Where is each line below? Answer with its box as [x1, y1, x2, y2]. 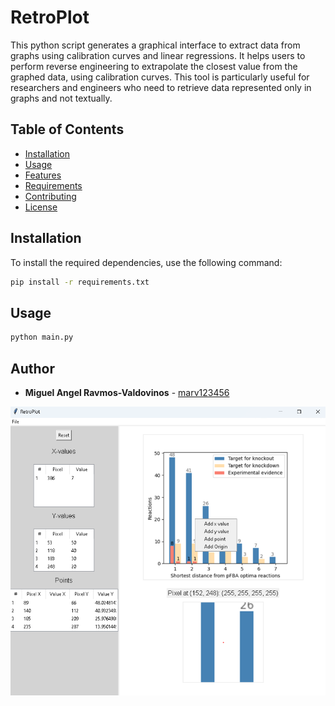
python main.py [10, 332, 74, 343]
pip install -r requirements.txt [10, 277, 150, 287]
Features [24, 169, 62, 181]
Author [10, 360, 55, 377]
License [24, 201, 58, 213]
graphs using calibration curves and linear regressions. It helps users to [10, 49, 306, 61]
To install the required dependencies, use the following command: [10, 256, 283, 268]
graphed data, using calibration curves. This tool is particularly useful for [10, 71, 310, 83]
